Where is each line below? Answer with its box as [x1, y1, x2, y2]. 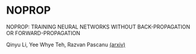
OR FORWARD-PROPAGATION [6, 29, 80, 36]
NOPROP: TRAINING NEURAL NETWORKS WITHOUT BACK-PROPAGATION [6, 23, 191, 30]
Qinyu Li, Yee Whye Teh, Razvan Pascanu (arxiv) [6, 41, 126, 48]
